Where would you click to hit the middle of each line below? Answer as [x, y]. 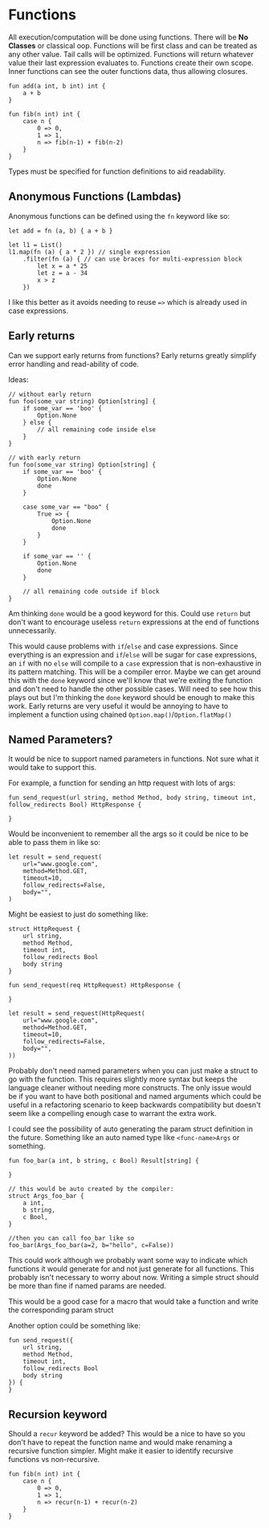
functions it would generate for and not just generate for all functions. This [131, 1269]
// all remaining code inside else [97, 429]
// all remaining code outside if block [91, 591]
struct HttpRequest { [45, 929]
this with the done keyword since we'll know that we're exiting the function [130, 680]
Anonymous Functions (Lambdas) [95, 197]
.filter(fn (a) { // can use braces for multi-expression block [132, 259]
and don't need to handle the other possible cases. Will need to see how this [135, 689]
